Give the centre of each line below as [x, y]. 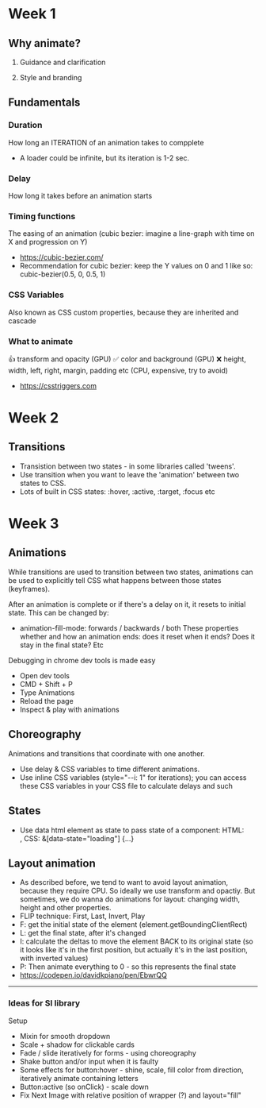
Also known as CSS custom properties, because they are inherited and [123, 312]
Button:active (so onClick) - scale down [84, 1087]
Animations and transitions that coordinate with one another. [106, 753]
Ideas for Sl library [44, 1003]
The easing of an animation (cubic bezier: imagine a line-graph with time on [131, 234]
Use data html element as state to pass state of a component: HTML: [132, 830]
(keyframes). [29, 589]
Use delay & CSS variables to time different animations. [110, 769]
